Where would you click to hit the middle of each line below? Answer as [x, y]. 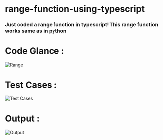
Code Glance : [35, 51]
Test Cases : [31, 85]
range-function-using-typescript [75, 9]
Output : [22, 118]
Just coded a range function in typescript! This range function [82, 25]
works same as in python [36, 31]
